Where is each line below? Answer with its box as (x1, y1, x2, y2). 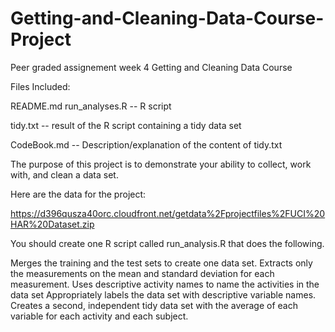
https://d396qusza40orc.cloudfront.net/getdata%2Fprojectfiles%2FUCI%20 (10, 207, 326, 219)
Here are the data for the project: (10, 188, 147, 200)
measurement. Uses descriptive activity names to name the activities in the (10, 278, 320, 290)
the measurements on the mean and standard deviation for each (10, 267, 275, 279)
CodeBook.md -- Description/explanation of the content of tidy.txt (10, 138, 283, 151)
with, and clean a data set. (10, 168, 119, 181)
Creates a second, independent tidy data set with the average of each (10, 299, 298, 311)
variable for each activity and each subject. (10, 310, 189, 322)
